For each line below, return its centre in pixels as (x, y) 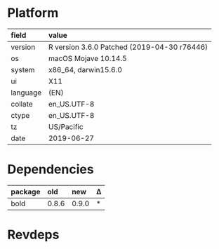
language (26, 93)
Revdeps (33, 235)
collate (22, 104)
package (26, 191)
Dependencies (51, 169)
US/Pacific (66, 126)
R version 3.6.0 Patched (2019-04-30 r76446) (128, 47)
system (23, 69)
